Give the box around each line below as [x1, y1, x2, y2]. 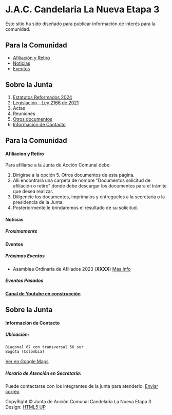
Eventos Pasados [5, 277, 44, 284]
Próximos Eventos [5, 253, 45, 259]
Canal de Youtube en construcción [5, 290, 81, 296]
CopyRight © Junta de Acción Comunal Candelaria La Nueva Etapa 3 [5, 399, 151, 405]
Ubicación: [5, 331, 29, 337]
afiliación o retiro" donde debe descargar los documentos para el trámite [12, 183, 167, 189]
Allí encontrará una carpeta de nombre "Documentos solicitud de [12, 177, 150, 183]
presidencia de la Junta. [12, 199, 64, 205]
